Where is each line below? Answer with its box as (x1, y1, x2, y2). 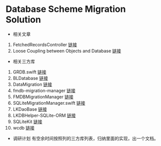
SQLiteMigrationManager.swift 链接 (12, 100, 86, 106)
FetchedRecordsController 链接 (12, 41, 77, 48)
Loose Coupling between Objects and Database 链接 (12, 48, 122, 54)
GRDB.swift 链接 (12, 69, 47, 75)
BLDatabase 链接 (12, 75, 48, 81)
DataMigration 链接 (12, 81, 52, 87)
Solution (5, 14, 41, 25)
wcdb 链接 (12, 125, 35, 131)
